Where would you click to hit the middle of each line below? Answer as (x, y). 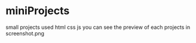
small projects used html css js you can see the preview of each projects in (98, 27)
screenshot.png (25, 33)
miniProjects (38, 11)
